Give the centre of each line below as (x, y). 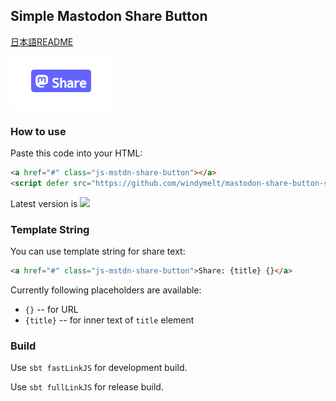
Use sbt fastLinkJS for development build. (99, 368)
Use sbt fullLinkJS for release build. (87, 387)
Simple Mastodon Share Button (109, 16)
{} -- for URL (51, 310)
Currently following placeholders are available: (106, 290)
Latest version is (44, 203)
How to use (38, 131)
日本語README (42, 41)
